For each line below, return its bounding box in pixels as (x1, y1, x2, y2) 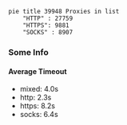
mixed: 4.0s (19, 84, 58, 94)
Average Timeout (8, 66, 67, 76)
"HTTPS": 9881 (22, 21, 69, 29)
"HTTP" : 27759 (22, 14, 73, 22)
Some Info (8, 46, 50, 57)
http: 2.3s (19, 92, 52, 103)
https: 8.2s (19, 101, 56, 111)
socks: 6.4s (19, 110, 58, 119)
